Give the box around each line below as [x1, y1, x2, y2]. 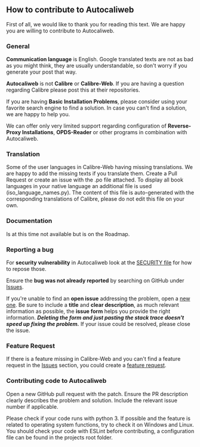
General [6, 42, 30, 50]
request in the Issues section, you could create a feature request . [6, 362, 167, 369]
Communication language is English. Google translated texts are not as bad [6, 56, 194, 63]
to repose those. [6, 265, 47, 272]
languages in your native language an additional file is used [6, 183, 152, 190]
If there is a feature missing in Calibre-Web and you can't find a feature [6, 355, 181, 363]
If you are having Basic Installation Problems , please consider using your [6, 98, 187, 105]
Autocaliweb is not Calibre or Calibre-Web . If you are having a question [6, 80, 184, 87]
